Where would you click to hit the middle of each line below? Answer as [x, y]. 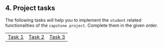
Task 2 [36, 37]
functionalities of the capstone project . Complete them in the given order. [82, 25]
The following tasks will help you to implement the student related [73, 20]
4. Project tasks [30, 8]
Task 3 [57, 37]
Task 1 [16, 37]
